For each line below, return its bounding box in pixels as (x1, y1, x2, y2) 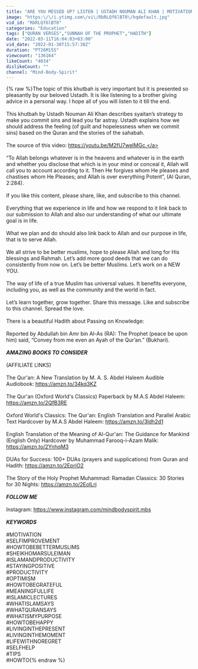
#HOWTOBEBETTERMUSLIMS (6, 544, 80, 551)
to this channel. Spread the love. (6, 305, 85, 312)
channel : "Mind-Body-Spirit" (6, 69, 78, 75)
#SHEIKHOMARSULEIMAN (6, 550, 71, 557)
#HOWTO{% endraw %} (6, 657, 65, 664)
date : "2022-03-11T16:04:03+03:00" (6, 36, 94, 42)
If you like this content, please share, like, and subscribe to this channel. (6, 192, 181, 199)
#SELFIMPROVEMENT (6, 537, 60, 544)
